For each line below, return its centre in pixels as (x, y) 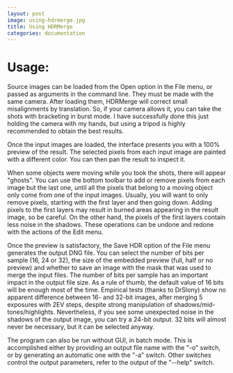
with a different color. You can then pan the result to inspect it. (96, 159)
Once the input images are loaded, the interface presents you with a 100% (114, 145)
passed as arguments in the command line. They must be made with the (111, 94)
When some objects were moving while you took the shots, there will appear (116, 173)
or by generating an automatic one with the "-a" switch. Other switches (109, 355)
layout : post (26, 14)
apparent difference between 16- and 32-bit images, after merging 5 (105, 297)
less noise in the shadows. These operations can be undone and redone (111, 225)
